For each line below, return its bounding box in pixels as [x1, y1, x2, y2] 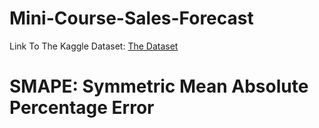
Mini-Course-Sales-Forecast [9, 7, 254, 30]
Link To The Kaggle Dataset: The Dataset [9, 40, 179, 52]
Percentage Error [9, 97, 155, 119]
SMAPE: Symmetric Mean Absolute [9, 75, 309, 98]
